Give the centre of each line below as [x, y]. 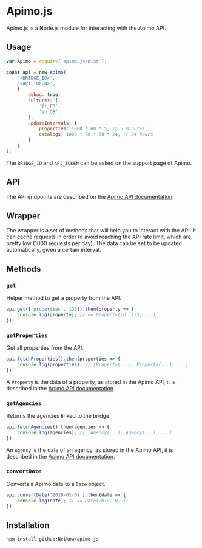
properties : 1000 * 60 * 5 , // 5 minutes [92, 129]
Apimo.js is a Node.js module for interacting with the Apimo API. [86, 28]
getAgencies [24, 403]
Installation [28, 525]
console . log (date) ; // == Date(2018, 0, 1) [73, 501]
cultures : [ [43, 100]
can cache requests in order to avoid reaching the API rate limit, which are [99, 237]
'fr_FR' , [50, 106]
